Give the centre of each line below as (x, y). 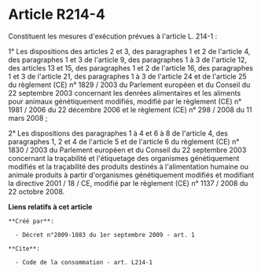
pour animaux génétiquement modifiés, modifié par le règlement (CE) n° (125, 101)
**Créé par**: (31, 221)
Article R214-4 (57, 15)
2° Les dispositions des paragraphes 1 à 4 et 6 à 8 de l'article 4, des (118, 133)
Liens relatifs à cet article (50, 206)
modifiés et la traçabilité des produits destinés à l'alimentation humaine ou (129, 166)
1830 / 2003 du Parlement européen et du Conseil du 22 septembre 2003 (127, 150)
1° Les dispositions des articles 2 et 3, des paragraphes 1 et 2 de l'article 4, (129, 51)
